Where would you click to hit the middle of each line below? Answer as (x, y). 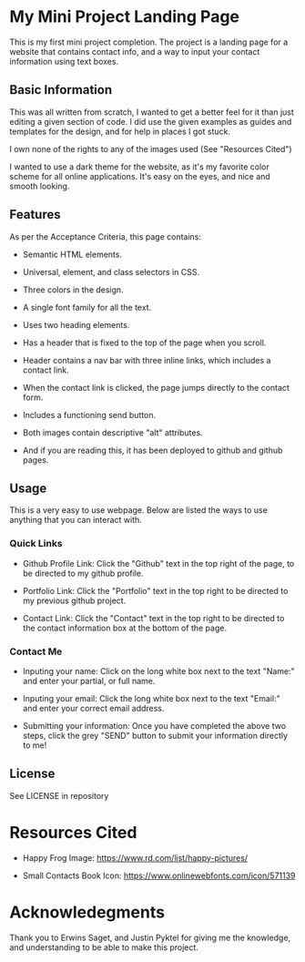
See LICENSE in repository (59, 795)
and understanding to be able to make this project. (104, 947)
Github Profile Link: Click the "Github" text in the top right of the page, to (158, 563)
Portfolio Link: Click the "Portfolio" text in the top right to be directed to (155, 590)
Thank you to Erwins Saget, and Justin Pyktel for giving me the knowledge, (150, 937)
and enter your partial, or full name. (89, 681)
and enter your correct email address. (93, 708)
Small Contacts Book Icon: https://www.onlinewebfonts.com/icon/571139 (159, 875)
